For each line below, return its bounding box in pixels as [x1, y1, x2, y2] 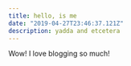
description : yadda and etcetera [8, 27, 121, 35]
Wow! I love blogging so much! [8, 49, 110, 59]
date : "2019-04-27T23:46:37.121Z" [8, 19, 125, 27]
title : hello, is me [8, 11, 78, 20]
